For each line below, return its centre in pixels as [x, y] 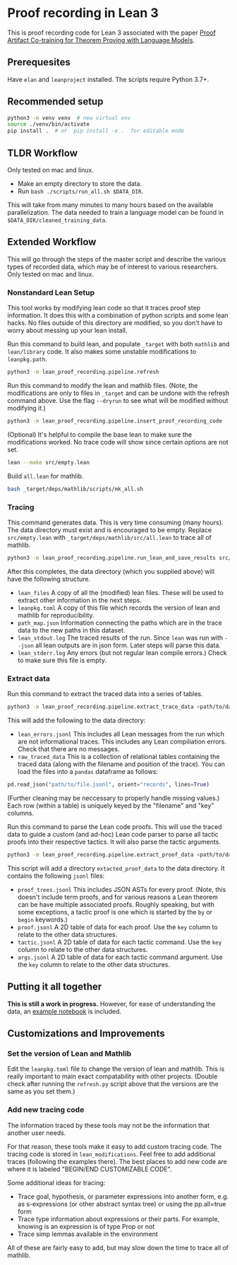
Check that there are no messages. [68, 749]
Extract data [29, 678]
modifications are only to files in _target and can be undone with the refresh [119, 393]
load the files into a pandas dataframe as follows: [88, 771]
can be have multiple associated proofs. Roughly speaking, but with [116, 904]
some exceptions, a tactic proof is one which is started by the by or [115, 912]
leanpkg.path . [27, 359]
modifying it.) [26, 408]
